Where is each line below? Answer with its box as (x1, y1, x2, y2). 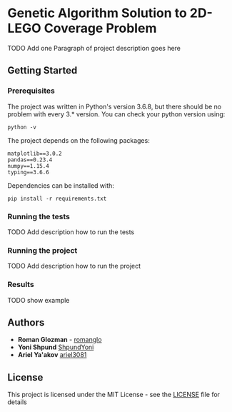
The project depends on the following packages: (7, 136, 150, 144)
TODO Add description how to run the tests (7, 227, 135, 236)
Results (7, 280, 34, 290)
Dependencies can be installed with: (7, 181, 114, 190)
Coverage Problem (44, 20, 157, 36)
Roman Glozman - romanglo (17, 336, 102, 344)
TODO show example (7, 296, 70, 304)
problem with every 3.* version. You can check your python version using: (7, 109, 226, 119)
